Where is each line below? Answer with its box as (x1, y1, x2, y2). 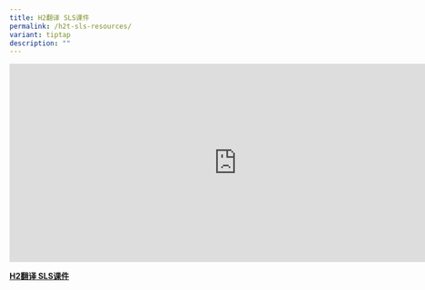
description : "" (9, 38, 71, 48)
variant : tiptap (9, 30, 71, 39)
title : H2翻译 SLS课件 (9, 13, 90, 23)
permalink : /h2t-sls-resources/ (9, 22, 132, 31)
